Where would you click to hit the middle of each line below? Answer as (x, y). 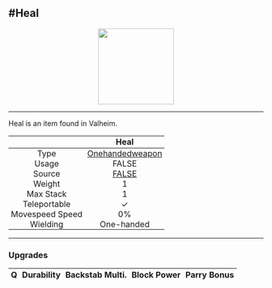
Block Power (156, 274)
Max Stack (47, 194)
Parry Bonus (210, 274)
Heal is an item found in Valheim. (63, 123)
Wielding (47, 224)
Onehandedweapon (125, 153)
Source (47, 174)
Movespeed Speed (47, 214)
